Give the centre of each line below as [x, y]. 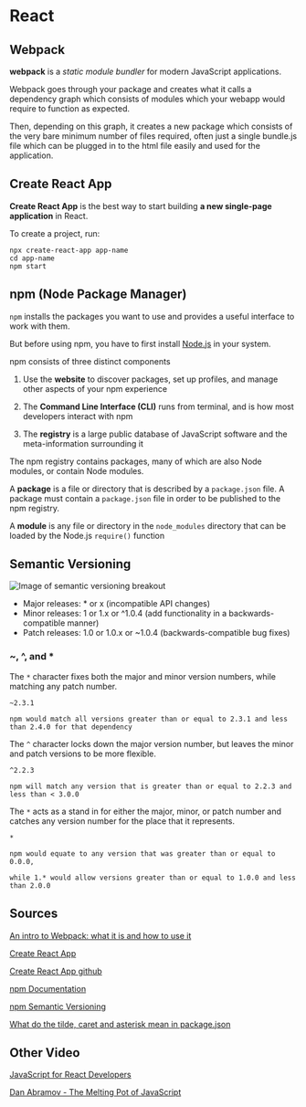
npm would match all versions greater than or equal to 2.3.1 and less [148, 719]
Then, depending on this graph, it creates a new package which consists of [151, 126]
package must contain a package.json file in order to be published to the [145, 498]
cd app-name [32, 258]
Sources [34, 914]
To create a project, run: [55, 233]
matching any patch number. [63, 686]
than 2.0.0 [30, 886]
